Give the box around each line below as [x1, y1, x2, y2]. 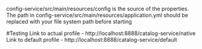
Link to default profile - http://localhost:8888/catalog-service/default [6, 36, 177, 43]
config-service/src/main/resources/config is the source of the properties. [6, 5, 189, 12]
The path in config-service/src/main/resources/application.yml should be [6, 11, 189, 19]
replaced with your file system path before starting [6, 18, 132, 25]
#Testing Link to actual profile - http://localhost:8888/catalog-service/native [6, 30, 196, 37]
